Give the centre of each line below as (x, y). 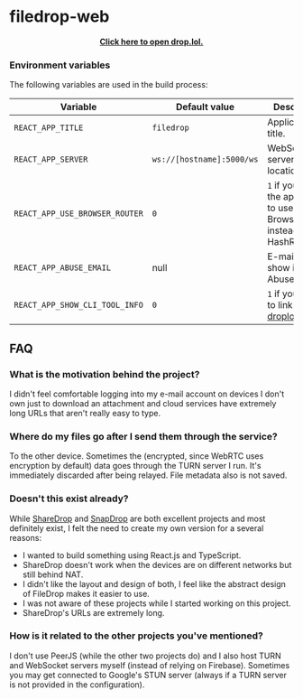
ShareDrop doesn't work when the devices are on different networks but (157, 564)
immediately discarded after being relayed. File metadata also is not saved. (148, 475)
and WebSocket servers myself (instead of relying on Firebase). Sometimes (150, 665)
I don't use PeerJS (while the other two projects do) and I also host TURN (145, 656)
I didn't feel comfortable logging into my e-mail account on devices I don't (147, 394)
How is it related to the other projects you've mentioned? (136, 636)
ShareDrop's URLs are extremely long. (93, 612)
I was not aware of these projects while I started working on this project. (156, 603)
